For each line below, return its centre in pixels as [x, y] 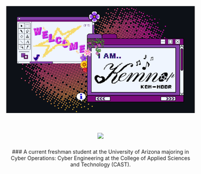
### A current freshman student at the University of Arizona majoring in [100, 151]
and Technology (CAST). [100, 164]
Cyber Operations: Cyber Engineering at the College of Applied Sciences [100, 158]
